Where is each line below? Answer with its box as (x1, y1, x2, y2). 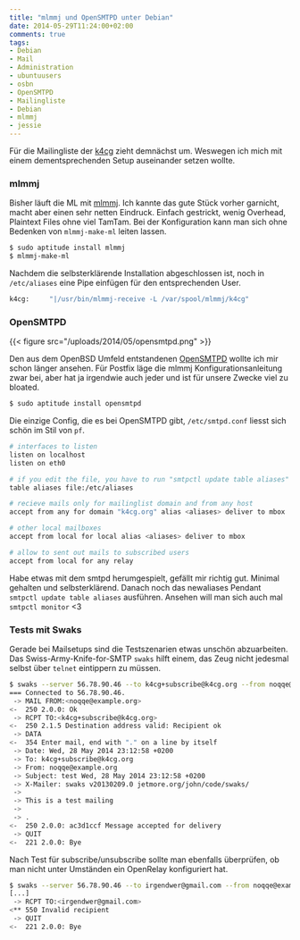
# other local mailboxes (9, 524, 102, 533)
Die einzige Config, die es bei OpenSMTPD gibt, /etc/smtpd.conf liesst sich (9, 415, 287, 426)
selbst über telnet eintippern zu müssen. (9, 663, 162, 674)
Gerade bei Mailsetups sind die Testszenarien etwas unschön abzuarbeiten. (9, 644, 288, 655)
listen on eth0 (9, 458, 66, 467)
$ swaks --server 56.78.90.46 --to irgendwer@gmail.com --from (9, 881, 250, 890)
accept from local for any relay (9, 556, 134, 566)
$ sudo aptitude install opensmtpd (9, 399, 142, 408)
